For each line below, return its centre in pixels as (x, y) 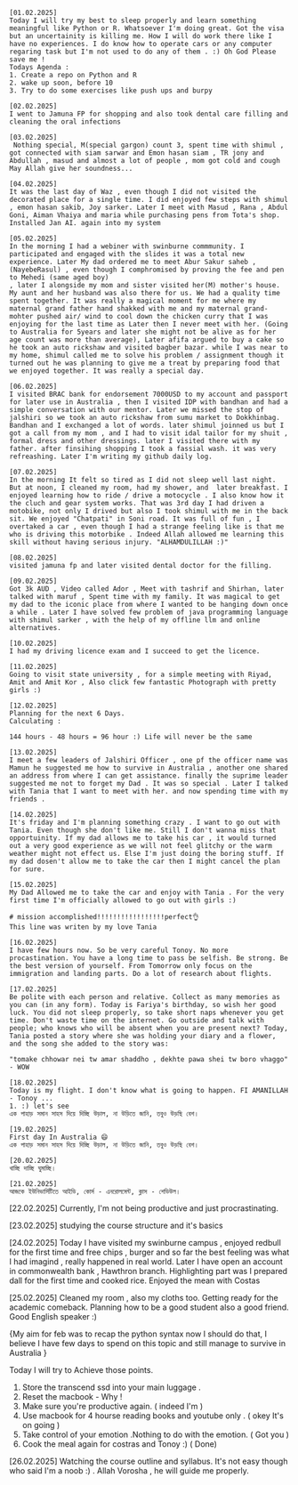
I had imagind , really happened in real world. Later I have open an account (146, 1262)
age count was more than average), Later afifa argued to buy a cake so (147, 340)
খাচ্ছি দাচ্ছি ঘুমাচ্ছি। (32, 1168)
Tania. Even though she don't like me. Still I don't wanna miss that (143, 830)
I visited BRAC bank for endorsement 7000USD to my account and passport (149, 394)
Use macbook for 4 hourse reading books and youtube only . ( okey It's (153, 1416)
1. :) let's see (39, 1106)
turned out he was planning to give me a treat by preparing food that (145, 363)
